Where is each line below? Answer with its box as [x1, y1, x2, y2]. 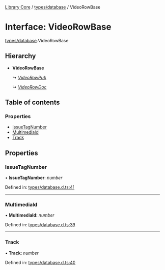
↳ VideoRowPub [12, 74, 47, 80]
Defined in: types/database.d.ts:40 [5, 259, 76, 265]
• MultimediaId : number [5, 212, 55, 218]
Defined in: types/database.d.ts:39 [5, 222, 76, 228]
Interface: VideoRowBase [5, 22, 111, 32]
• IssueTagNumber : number [5, 175, 63, 181]
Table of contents [5, 98, 60, 107]
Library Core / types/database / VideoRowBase [5, 4, 101, 10]
